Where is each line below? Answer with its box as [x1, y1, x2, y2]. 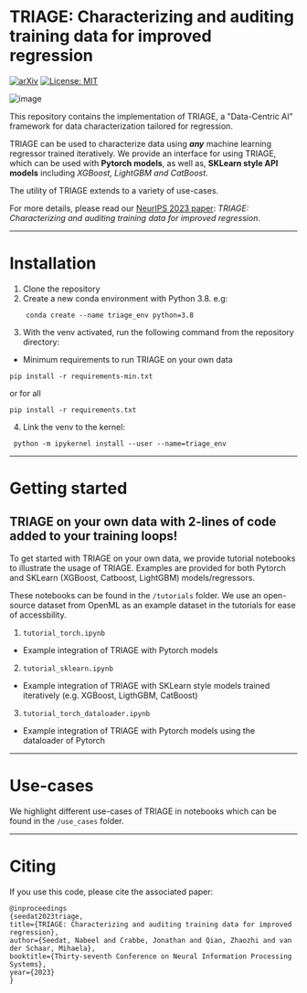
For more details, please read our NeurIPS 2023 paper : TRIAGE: [9, 203, 249, 214]
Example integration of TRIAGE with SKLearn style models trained [22, 680, 270, 691]
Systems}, [9, 959, 48, 969]
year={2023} [9, 967, 55, 977]
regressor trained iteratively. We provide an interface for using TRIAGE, [9, 148, 277, 159]
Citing [9, 856, 57, 876]
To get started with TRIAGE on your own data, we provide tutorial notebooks [9, 553, 296, 564]
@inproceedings [9, 903, 68, 913]
